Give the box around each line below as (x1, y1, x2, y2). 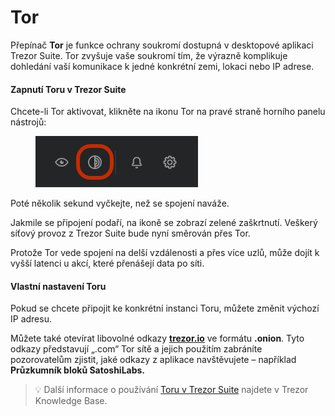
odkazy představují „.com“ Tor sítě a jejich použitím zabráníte (10, 343, 263, 355)
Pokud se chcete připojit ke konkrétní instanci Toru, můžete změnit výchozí (10, 302, 320, 315)
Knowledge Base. (34, 395, 108, 407)
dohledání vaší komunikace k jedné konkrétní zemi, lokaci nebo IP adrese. (10, 60, 315, 72)
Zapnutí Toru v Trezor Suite (10, 83, 127, 95)
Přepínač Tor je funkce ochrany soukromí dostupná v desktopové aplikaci (10, 39, 314, 51)
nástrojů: (10, 116, 47, 128)
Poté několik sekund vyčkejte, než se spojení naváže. (10, 197, 230, 210)
